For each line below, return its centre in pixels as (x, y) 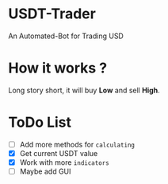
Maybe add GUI (45, 171)
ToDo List (40, 122)
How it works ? (58, 68)
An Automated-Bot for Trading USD (66, 36)
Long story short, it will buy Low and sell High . (84, 90)
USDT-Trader (52, 14)
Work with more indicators (64, 162)
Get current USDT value (59, 153)
